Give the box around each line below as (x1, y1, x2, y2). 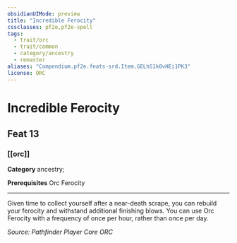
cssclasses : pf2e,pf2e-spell (7, 23, 93, 30)
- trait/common (13, 43, 59, 50)
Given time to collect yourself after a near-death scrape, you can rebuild (7, 199, 217, 208)
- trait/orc (13, 37, 49, 44)
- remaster (13, 57, 46, 64)
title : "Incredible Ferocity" (7, 17, 97, 24)
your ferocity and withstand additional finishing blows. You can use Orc (7, 206, 214, 215)
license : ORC (7, 69, 46, 76)
